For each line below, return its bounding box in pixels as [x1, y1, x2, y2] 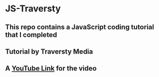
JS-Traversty [5, 3, 61, 14]
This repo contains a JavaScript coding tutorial [5, 23, 154, 31]
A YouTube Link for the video [5, 64, 97, 73]
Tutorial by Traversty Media [5, 47, 93, 56]
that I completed [5, 30, 57, 39]
